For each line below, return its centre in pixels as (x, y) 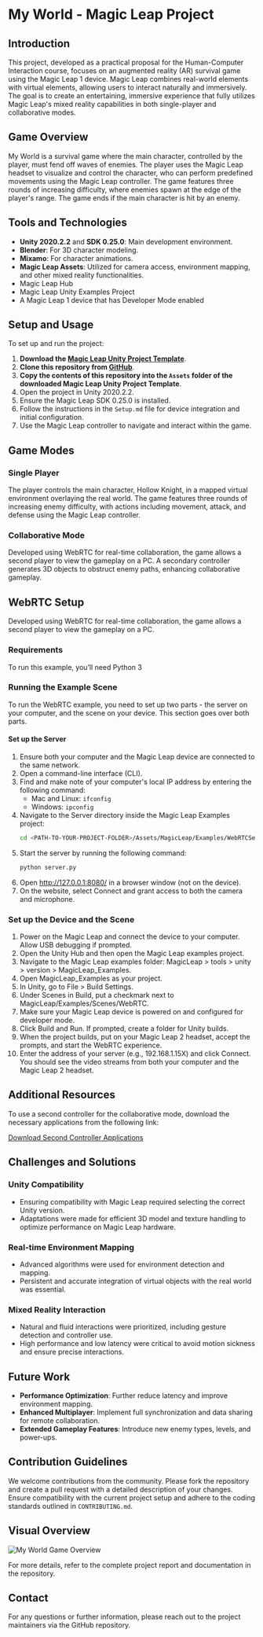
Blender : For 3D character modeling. (79, 250)
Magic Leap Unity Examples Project (77, 292)
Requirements (36, 650)
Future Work (39, 1376)
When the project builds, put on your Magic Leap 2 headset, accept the (135, 1037)
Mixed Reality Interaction (57, 1309)
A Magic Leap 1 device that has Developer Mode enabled (111, 300)
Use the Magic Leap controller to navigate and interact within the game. (135, 425)
